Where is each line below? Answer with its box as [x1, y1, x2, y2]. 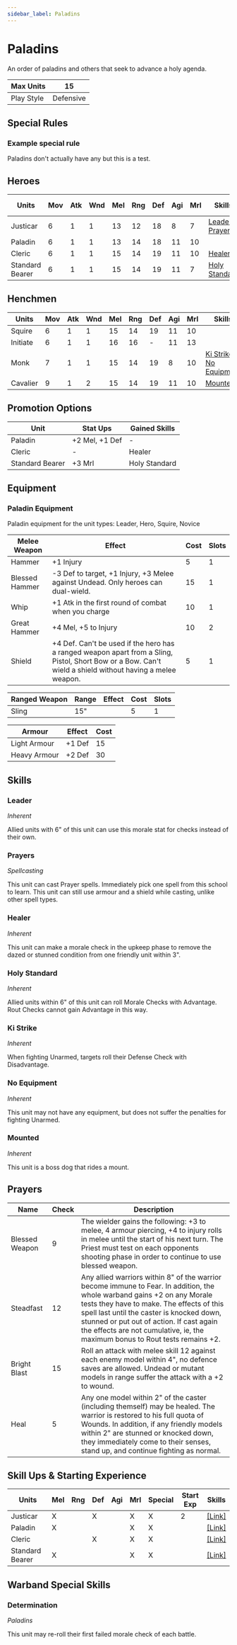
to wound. [80, 1381, 114, 1391]
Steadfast [11, 1303, 43, 1313]
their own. [7, 833, 37, 841]
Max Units [11, 81, 46, 91]
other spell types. [7, 895, 59, 904]
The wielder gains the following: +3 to [80, 1216, 207, 1226]
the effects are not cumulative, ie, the [80, 1325, 205, 1335]
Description [133, 1205, 174, 1214]
